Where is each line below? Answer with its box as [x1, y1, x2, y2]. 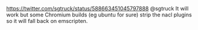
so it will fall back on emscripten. [6, 18, 88, 24]
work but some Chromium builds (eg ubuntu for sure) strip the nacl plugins [6, 11, 192, 18]
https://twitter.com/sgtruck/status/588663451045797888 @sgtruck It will [6, 5, 189, 12]
